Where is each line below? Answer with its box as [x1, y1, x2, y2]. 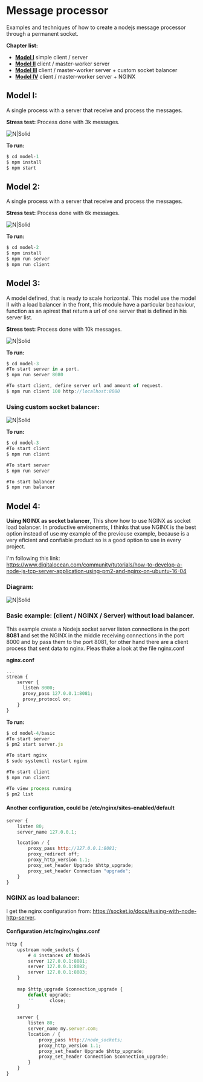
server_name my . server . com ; [28, 1026, 98, 1032]
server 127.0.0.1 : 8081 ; [28, 958, 88, 964]
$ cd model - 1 [6, 153, 39, 159]
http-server [6, 914, 34, 921]
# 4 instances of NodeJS [28, 952, 91, 958]
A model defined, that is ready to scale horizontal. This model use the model [6, 294, 196, 302]
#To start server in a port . [6, 366, 80, 373]
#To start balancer [6, 479, 56, 485]
